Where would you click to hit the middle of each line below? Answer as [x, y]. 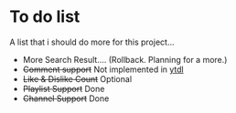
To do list [45, 17]
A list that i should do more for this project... [92, 42]
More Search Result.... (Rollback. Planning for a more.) [125, 59]
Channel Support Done [66, 98]
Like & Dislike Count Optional [77, 78]
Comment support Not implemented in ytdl [103, 69]
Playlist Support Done [64, 88]
